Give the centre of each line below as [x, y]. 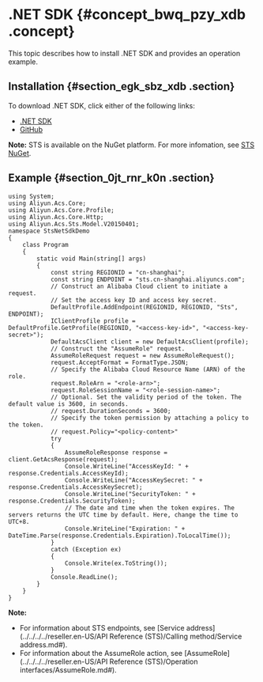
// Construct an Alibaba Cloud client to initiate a [139, 286]
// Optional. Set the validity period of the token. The [146, 397]
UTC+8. [19, 521]
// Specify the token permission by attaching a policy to [149, 418]
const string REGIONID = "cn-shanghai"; [118, 272]
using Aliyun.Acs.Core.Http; [56, 217]
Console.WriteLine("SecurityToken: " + [130, 494]
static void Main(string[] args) [92, 259]
